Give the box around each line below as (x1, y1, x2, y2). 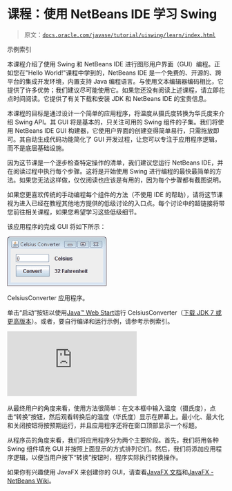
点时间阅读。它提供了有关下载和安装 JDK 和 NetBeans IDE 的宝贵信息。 (7, 94, 211, 102)
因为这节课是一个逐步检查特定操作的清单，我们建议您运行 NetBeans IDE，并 (7, 158, 224, 167)
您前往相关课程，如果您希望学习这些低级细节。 (7, 207, 140, 216)
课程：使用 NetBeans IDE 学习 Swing (7, 6, 217, 22)
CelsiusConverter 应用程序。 (7, 293, 88, 302)
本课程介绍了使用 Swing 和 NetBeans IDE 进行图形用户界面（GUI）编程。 (7, 59, 215, 68)
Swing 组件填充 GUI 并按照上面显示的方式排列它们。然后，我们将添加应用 (7, 444, 216, 453)
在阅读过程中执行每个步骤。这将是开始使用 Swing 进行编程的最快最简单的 (7, 167, 216, 175)
